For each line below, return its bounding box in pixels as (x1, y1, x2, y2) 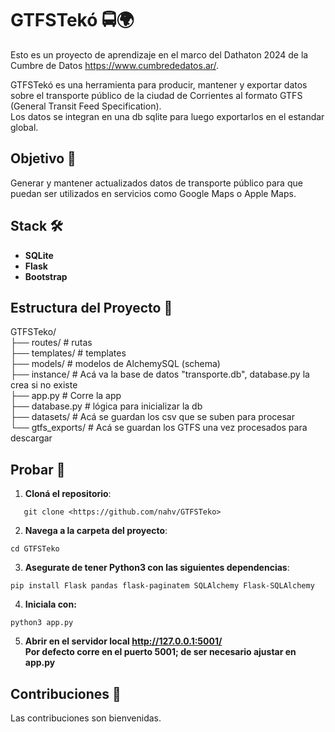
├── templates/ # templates (10, 347, 127, 359)
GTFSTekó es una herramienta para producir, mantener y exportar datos (10, 78, 308, 91)
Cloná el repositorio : (24, 488, 112, 500)
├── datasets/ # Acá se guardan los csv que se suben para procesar (10, 411, 295, 423)
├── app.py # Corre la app (10, 390, 122, 402)
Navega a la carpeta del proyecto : (24, 525, 168, 537)
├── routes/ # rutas (10, 337, 93, 349)
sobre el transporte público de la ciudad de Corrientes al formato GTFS (10, 89, 303, 101)
